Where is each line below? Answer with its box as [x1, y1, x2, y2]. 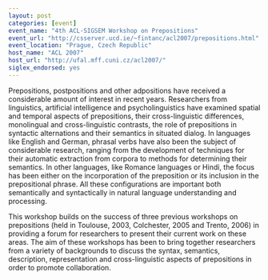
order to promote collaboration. [8, 262, 112, 272]
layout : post [8, 11, 52, 20]
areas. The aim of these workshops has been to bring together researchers [8, 237, 256, 246]
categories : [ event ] [8, 19, 78, 27]
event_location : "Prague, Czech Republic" [8, 42, 152, 50]
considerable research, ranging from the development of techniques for [8, 145, 245, 154]
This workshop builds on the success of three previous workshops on [8, 211, 238, 221]
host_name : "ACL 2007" [8, 49, 84, 57]
